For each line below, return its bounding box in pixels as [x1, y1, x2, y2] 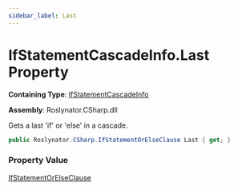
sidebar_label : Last [8, 11, 78, 20]
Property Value [8, 155, 69, 166]
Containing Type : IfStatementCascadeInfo [8, 89, 149, 99]
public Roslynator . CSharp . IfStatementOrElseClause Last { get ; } [8, 136, 231, 144]
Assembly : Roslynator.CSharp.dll [8, 105, 118, 114]
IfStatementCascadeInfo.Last [8, 46, 210, 64]
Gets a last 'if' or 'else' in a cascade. [8, 121, 128, 130]
